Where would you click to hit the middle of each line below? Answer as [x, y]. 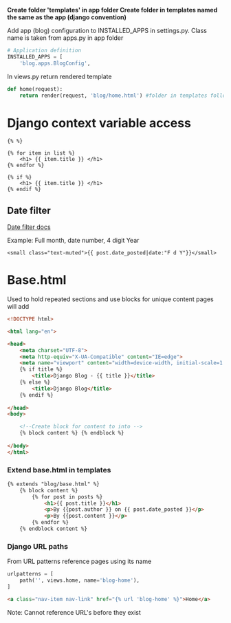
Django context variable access [99, 123]
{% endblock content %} [54, 529]
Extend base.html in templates [59, 470]
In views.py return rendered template [59, 76]
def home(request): [35, 89]
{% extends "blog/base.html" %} [53, 484]
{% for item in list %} [41, 153]
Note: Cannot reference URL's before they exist [74, 612]
